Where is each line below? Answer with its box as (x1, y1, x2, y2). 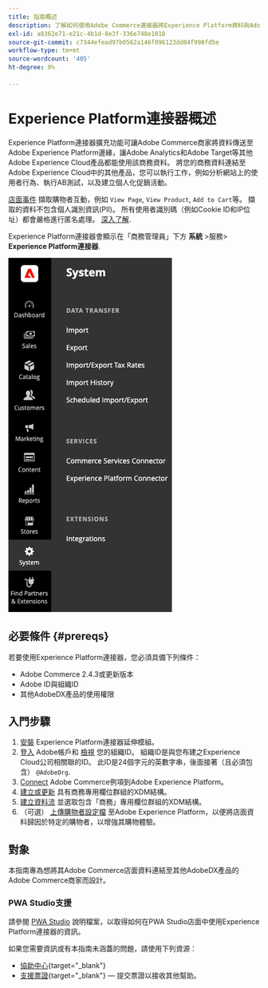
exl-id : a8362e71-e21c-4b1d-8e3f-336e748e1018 (8, 30, 166, 38)
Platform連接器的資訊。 (8, 927, 85, 937)
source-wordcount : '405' (8, 55, 91, 63)
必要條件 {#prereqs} (8, 630, 109, 643)
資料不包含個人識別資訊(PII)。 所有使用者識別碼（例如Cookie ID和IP (22, 204, 244, 214)
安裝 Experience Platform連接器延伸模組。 (19, 737, 160, 747)
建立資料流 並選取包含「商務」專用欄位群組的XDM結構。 (19, 797, 207, 807)
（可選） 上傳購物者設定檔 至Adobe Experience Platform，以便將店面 (19, 807, 247, 817)
